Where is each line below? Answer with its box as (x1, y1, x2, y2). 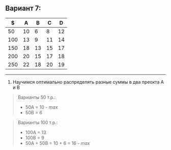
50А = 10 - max (25, 104, 58, 110)
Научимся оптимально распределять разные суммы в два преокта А (12, 79, 164, 85)
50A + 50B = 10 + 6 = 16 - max (25, 140, 90, 146)
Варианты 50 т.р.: (17, 94, 56, 100)
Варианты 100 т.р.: (17, 119, 58, 126)
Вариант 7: (5, 4, 41, 13)
